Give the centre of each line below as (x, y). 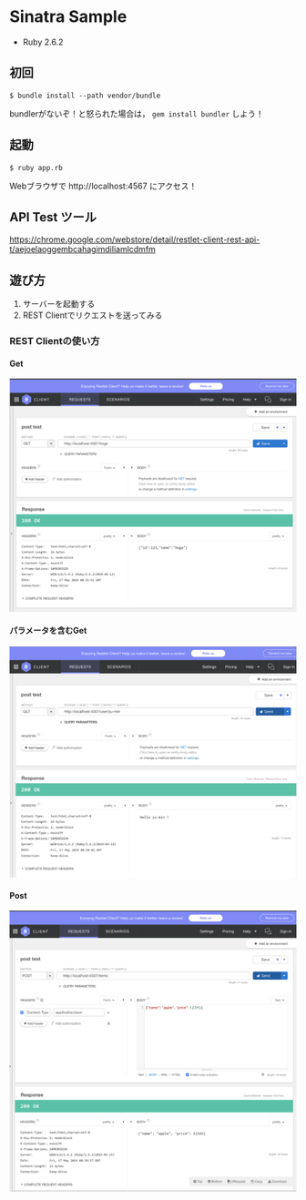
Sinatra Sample (68, 17)
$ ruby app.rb (36, 168)
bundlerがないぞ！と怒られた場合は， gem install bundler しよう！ (137, 113)
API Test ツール (53, 217)
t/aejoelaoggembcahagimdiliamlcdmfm (83, 249)
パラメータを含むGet (48, 631)
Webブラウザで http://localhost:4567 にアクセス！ (103, 186)
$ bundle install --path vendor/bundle (85, 96)
